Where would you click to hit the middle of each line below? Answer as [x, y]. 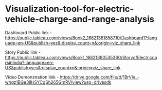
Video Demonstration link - [32, 77]
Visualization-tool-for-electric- [70, 9]
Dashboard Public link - [28, 32]
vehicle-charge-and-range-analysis [80, 19]
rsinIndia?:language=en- [30, 62]
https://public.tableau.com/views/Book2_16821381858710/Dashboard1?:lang [81, 38]
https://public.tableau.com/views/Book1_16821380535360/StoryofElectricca [81, 57]
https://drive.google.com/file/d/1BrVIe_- [100, 77]
